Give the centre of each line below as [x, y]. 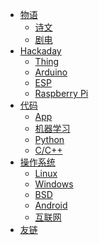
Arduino [51, 72]
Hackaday [40, 51]
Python [49, 139]
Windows [54, 184]
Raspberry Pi [61, 93]
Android [51, 205]
